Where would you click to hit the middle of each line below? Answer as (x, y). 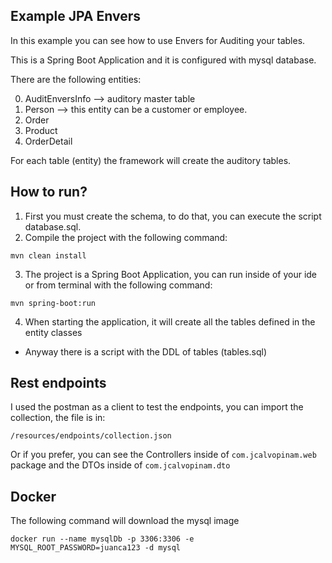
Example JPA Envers (75, 16)
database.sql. (53, 226)
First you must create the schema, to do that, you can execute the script (173, 216)
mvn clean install (48, 255)
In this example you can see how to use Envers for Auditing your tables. (158, 40)
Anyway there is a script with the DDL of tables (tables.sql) (146, 351)
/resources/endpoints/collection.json (91, 436)
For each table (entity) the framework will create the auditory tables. (151, 160)
